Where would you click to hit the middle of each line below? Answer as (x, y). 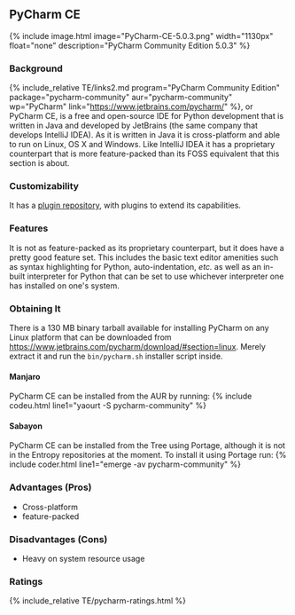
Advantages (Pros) (50, 487)
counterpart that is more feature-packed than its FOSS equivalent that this (144, 154)
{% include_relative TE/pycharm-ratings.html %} (97, 601)
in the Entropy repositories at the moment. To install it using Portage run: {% (148, 455)
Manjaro (25, 376)
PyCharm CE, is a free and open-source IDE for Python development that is (147, 116)
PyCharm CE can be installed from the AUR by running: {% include (131, 396)
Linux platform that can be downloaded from (90, 337)
